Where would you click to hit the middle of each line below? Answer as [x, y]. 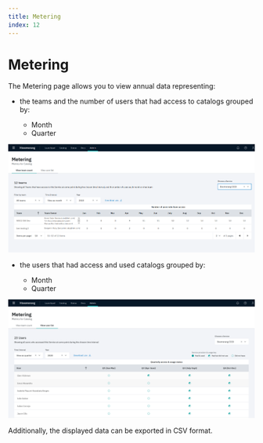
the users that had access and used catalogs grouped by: [112, 265]
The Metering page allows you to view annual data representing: [112, 86]
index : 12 [24, 25]
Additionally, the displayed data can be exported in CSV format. [110, 430]
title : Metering [34, 16]
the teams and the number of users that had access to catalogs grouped [136, 101]
